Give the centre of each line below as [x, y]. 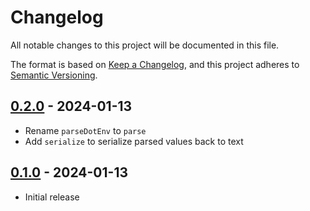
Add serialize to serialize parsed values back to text [134, 141]
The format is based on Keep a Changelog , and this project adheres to [155, 64]
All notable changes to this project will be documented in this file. [145, 45]
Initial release [52, 197]
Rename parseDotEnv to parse [85, 130]
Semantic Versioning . [54, 75]
